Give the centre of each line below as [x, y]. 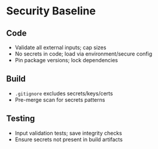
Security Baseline [51, 11]
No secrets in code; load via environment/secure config [83, 54]
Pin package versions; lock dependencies [66, 60]
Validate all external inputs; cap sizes [60, 47]
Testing [21, 119]
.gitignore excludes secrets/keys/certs [64, 93]
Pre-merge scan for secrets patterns [60, 99]
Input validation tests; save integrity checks [69, 133]
